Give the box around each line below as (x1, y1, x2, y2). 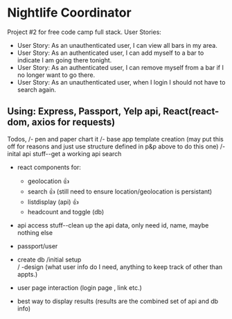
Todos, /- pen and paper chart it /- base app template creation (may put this (7, 135, 224, 143)
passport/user (17, 241, 58, 250)
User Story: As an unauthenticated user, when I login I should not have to (17, 78, 226, 86)
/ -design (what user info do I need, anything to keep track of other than (17, 262, 223, 271)
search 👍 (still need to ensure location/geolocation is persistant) (27, 187, 213, 196)
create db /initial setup (17, 255, 82, 264)
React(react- (162, 105, 220, 117)
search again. (17, 85, 57, 94)
